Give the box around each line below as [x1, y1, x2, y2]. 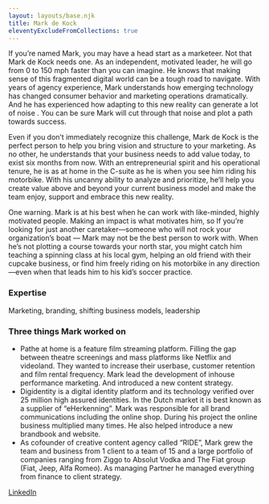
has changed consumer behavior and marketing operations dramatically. [8, 91, 249, 101]
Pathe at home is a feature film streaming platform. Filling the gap [19, 343, 237, 353]
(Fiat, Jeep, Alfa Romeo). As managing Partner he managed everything [19, 463, 255, 473]
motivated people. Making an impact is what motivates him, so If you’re [8, 216, 244, 226]
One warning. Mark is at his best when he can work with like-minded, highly [8, 208, 259, 217]
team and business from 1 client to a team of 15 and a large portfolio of [19, 446, 253, 456]
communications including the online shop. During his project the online [19, 412, 258, 421]
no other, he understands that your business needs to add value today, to [8, 149, 251, 159]
